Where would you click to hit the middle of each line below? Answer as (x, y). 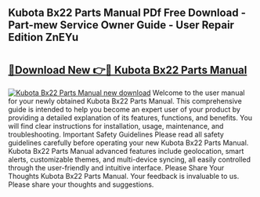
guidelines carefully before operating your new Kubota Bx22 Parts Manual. (128, 143)
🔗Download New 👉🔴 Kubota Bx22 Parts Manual (128, 70)
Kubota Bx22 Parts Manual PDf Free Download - (127, 13)
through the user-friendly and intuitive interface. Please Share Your (116, 168)
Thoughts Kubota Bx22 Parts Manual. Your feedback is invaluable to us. (124, 176)
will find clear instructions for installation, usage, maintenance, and (116, 126)
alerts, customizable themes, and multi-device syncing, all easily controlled (130, 159)
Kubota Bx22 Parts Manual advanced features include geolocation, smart (126, 151)
